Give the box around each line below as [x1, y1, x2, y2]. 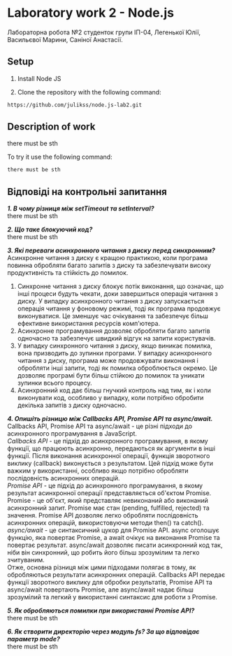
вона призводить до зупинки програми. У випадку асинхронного [17, 349, 212, 357]
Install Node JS [17, 74, 61, 83]
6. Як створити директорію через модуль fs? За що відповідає [7, 627, 200, 636]
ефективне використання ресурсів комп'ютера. [17, 320, 161, 328]
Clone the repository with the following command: [17, 87, 162, 96]
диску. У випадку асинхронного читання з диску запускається [17, 297, 205, 306]
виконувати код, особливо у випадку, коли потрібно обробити [17, 394, 204, 402]
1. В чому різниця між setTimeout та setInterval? [7, 204, 155, 213]
